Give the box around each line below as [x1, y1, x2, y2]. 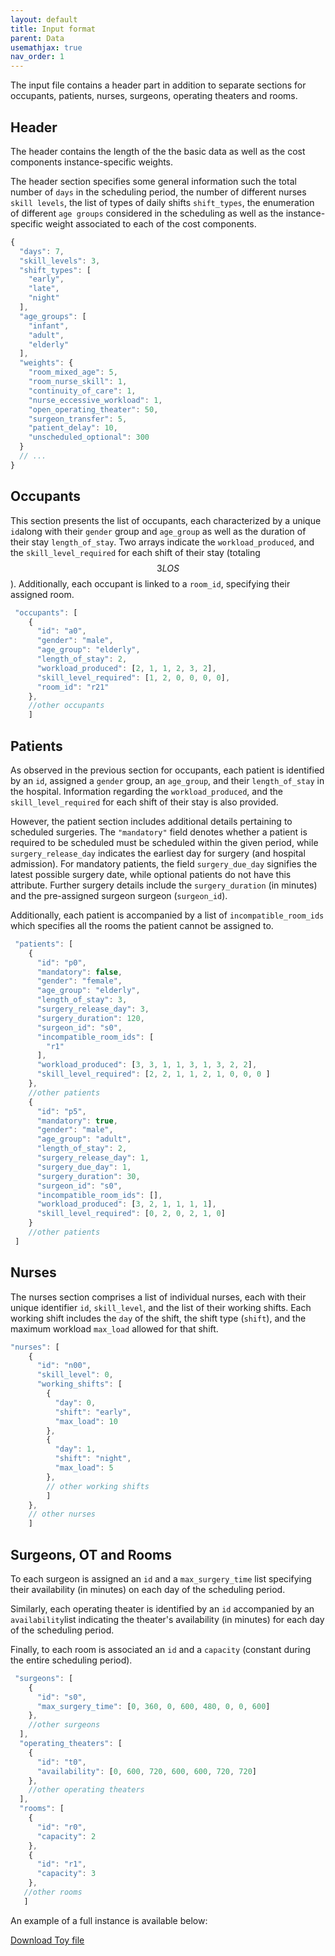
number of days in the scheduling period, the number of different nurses [10, 186, 307, 198]
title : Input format [10, 24, 97, 34]
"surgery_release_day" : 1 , [36, 1153, 150, 1163]
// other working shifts [46, 1481, 150, 1491]
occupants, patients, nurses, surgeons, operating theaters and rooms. [10, 90, 298, 102]
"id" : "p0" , [36, 957, 87, 968]
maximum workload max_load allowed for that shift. [10, 1322, 219, 1335]
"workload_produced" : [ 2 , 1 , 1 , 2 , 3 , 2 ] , [36, 663, 217, 673]
